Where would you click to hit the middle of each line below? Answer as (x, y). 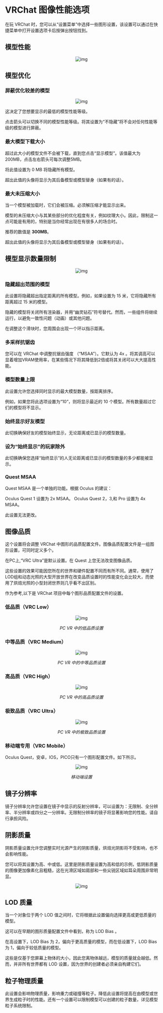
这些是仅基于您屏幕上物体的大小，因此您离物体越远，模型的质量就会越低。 (79, 958)
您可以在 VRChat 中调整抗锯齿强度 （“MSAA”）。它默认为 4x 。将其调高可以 (80, 354)
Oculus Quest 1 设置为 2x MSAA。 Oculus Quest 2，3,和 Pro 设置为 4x (75, 498)
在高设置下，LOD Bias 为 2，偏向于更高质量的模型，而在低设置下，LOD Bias (81, 942)
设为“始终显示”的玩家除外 (35, 446)
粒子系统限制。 (20, 1006)
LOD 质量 (19, 902)
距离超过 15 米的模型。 (27, 302)
